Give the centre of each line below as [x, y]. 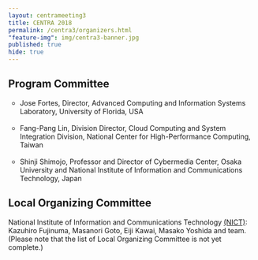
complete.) [26, 247]
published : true [35, 45]
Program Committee [59, 84]
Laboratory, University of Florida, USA [81, 111]
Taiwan [31, 145]
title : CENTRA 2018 [40, 23]
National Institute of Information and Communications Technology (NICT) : [128, 222]
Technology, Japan [51, 178]
